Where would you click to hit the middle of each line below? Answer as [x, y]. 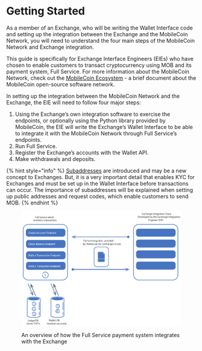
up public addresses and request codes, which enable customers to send [97, 196]
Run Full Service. [36, 146]
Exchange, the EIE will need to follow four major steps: [74, 102]
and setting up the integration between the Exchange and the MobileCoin [97, 34]
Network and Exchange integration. [50, 47]
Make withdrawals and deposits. [55, 159]
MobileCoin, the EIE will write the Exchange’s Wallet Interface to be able [104, 127]
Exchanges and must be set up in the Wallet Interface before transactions [97, 183]
